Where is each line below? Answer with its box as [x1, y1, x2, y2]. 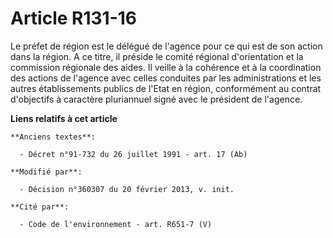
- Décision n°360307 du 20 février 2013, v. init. [19, 184, 235, 194]
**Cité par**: [10, 202, 70, 212]
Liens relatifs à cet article [10, 112, 118, 124]
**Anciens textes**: [10, 132, 97, 142]
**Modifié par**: [10, 167, 83, 177]
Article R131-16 [10, 7, 138, 30]
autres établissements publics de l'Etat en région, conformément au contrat [10, 82, 322, 94]
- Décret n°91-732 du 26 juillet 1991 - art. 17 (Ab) [19, 149, 248, 159]
